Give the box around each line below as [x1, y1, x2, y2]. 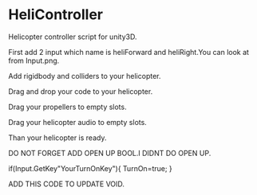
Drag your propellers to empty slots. [8, 102, 127, 111]
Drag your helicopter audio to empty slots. [8, 117, 148, 127]
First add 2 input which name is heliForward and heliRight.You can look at [8, 47, 250, 57]
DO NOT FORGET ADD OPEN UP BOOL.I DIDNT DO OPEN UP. [8, 148, 212, 158]
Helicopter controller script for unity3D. [8, 32, 137, 41]
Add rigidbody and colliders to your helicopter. [8, 71, 161, 80]
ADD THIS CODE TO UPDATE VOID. [8, 179, 125, 189]
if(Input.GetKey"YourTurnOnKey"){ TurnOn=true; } [8, 163, 173, 173]
